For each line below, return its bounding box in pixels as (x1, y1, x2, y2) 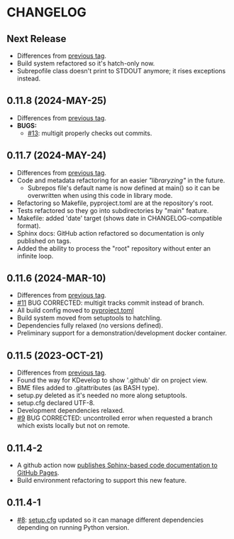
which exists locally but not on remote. (16, 422, 130, 430)
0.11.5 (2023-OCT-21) (6, 350, 104, 362)
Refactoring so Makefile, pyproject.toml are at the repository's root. (16, 199, 214, 207)
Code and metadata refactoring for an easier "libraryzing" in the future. (16, 176, 225, 184)
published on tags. (16, 236, 72, 245)
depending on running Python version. (16, 523, 130, 531)
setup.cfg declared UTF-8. (16, 399, 95, 407)
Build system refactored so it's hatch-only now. (16, 59, 155, 68)
